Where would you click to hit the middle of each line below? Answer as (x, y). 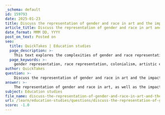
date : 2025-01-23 (23, 19)
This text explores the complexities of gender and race (73, 55)
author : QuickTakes (25, 69)
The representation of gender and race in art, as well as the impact (88, 87)
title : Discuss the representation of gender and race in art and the (79, 23)
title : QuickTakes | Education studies (50, 46)
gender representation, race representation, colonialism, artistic (85, 64)
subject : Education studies (34, 92)
